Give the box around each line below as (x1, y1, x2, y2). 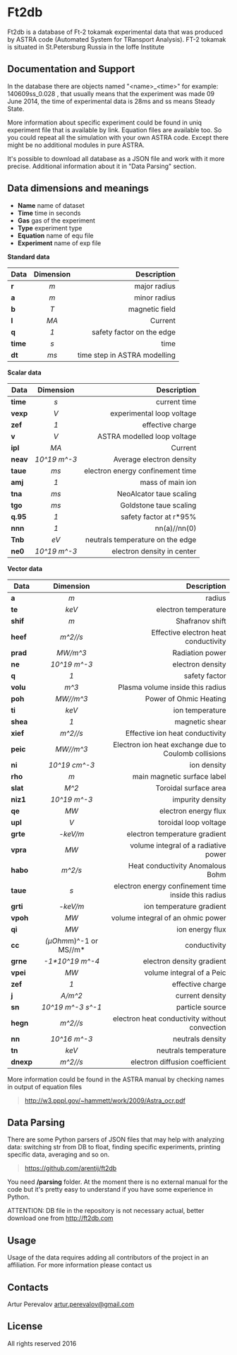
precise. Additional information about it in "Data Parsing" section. (7, 162, 197, 170)
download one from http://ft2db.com (7, 1214, 114, 1223)
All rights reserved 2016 (7, 1339, 77, 1347)
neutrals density (172, 1033, 226, 1043)
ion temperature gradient (143, 901, 226, 911)
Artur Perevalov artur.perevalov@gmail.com (7, 1300, 135, 1308)
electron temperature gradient (126, 828, 226, 838)
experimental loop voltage (110, 408, 197, 418)
